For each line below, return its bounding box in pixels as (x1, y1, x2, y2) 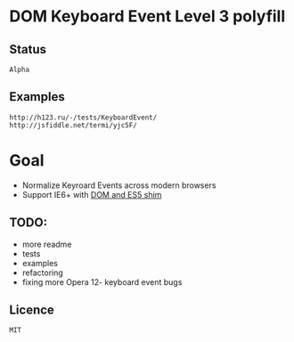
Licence (9, 302, 55, 317)
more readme (21, 239, 72, 249)
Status (9, 42, 47, 57)
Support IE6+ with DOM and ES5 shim (21, 189, 162, 199)
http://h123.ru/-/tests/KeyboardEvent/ (9, 113, 158, 122)
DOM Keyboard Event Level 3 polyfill (9, 6, 286, 27)
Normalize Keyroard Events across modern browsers (21, 180, 216, 191)
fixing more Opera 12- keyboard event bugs (21, 276, 183, 287)
